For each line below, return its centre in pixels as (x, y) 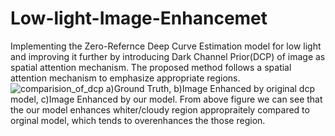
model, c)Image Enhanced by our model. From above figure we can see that (166, 99)
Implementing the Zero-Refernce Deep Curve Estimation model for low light (166, 46)
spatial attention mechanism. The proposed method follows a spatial (151, 67)
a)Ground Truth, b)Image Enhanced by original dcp (210, 88)
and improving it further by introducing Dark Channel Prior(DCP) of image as (168, 56)
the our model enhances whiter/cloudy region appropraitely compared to (160, 109)
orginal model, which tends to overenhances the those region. (138, 120)
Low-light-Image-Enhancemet (139, 18)
